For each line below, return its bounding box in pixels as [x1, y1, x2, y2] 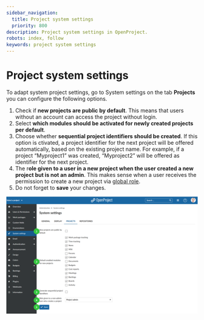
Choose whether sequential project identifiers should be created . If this [15, 132, 198, 139]
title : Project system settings [12, 16, 94, 22]
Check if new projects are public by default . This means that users [15, 107, 184, 114]
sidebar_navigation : [6, 10, 59, 16]
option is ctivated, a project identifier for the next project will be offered [15, 139, 194, 146]
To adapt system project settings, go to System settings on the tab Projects [6, 88, 195, 96]
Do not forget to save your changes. [15, 184, 106, 191]
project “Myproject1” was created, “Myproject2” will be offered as [15, 152, 180, 159]
